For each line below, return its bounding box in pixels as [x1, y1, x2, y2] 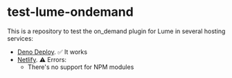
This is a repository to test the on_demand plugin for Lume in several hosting [7, 27, 226, 35]
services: [7, 34, 33, 42]
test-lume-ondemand [7, 4, 134, 20]
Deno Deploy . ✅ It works [17, 48, 88, 56]
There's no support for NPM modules [27, 63, 134, 71]
